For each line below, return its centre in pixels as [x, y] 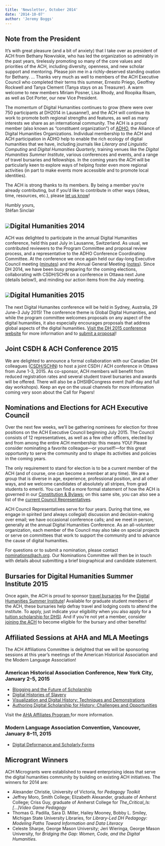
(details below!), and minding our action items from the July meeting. [75, 280]
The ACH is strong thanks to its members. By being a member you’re [75, 185]
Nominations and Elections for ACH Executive [77, 408]
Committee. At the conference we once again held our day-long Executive [80, 259]
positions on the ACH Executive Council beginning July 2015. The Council [80, 433]
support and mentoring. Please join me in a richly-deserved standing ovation [83, 72]
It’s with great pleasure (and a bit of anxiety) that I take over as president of [81, 51]
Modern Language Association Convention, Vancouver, [73, 728]
